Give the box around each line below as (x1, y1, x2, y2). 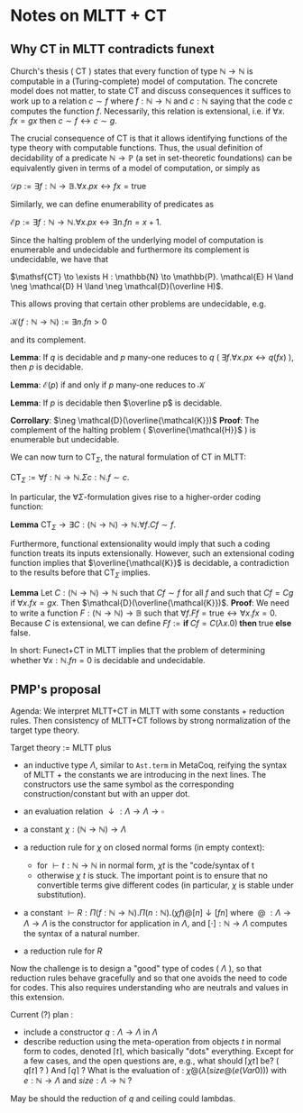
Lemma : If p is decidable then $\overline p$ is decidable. (10, 397, 223, 408)
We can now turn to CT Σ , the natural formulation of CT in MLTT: (10, 452, 247, 464)
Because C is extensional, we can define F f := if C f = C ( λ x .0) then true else (10, 618, 292, 629)
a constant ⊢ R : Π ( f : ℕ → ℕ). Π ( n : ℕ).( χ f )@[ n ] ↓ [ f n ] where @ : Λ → (23, 908, 291, 917)
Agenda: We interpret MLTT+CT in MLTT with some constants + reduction (10, 706, 285, 716)
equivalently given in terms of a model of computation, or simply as (10, 163, 261, 173)
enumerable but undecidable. (10, 434, 120, 444)
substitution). (36, 889, 87, 899)
